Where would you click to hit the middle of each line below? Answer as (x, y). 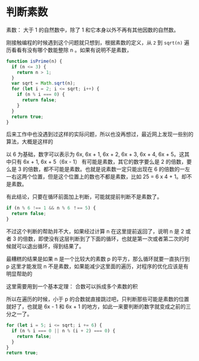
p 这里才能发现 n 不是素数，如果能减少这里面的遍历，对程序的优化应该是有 (97, 266)
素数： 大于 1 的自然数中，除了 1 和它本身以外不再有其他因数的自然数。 (93, 30)
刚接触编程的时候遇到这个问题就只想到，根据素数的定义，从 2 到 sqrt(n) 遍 (98, 42)
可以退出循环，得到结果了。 (50, 246)
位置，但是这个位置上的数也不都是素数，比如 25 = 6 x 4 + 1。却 (109, 177)
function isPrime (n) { (34, 61)
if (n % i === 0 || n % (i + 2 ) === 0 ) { (64, 331)
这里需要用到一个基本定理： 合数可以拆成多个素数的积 (72, 287)
